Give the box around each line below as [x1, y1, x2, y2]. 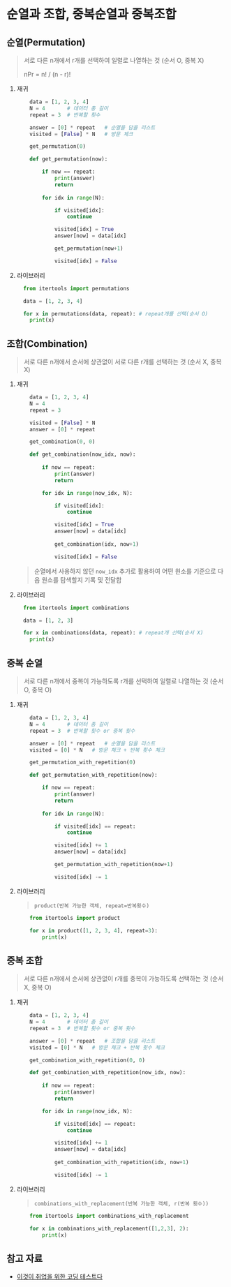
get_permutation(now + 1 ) [54, 245, 124, 252]
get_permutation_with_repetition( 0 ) [29, 759, 136, 766]
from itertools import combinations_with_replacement [29, 1212, 189, 1219]
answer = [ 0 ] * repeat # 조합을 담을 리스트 [29, 1037, 156, 1044]
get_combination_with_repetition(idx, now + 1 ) [54, 1159, 189, 1166]
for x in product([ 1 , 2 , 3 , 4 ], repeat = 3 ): [29, 927, 158, 934]
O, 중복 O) [23, 685, 52, 694]
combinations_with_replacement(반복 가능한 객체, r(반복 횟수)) [33, 1200, 209, 1207]
